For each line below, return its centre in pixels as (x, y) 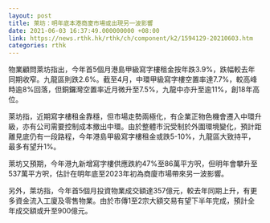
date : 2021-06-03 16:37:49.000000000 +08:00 (84, 30)
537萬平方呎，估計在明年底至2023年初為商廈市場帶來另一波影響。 (119, 174)
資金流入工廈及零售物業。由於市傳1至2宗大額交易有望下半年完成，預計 (131, 201)
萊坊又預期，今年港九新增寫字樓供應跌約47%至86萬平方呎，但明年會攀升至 (133, 164)
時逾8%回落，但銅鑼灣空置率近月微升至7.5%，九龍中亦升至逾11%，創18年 (131, 90)
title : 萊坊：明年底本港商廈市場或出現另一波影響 (81, 23)
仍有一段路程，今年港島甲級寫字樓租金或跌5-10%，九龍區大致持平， (142, 136)
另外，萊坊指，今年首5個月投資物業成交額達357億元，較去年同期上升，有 (129, 191)
